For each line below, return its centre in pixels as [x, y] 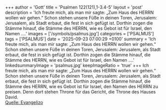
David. [12, 97]
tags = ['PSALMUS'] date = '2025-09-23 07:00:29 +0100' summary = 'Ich [81, 39]
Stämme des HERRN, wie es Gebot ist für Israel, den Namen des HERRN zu [82, 86]
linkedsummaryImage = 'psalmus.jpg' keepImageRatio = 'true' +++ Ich [77, 65]
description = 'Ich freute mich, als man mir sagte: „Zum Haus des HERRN [80, 12]
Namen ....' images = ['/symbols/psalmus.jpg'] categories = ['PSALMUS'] [80, 34]
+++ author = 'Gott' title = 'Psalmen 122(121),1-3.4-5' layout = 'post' [74, 7]
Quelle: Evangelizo [24, 102]
